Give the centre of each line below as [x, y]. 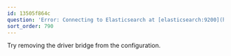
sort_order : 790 [30, 26]
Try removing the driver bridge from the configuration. [84, 46]
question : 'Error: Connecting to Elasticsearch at [81, 20]
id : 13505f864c [29, 13]
